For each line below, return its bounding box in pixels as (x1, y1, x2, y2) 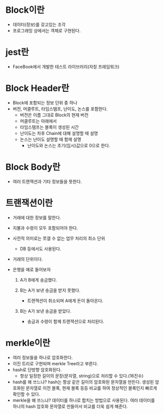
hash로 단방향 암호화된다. (12, 367, 62, 372)
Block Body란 (5, 162, 61, 173)
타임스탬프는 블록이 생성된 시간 (20, 124, 79, 130)
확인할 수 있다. (12, 391, 41, 397)
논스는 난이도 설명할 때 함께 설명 (20, 136, 82, 142)
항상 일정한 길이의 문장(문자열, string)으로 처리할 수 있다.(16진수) (20, 372, 143, 379)
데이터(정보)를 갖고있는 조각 (12, 22, 66, 27)
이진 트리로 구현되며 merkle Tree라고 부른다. (12, 360, 98, 367)
